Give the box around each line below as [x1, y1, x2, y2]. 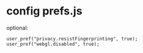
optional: [6, 24, 29, 31]
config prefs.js [6, 4, 82, 18]
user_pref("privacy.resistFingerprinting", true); [6, 36, 138, 42]
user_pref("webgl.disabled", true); [6, 41, 100, 47]
